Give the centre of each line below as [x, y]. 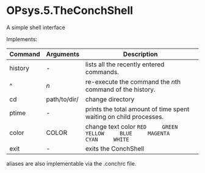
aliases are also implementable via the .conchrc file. [71, 163]
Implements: [22, 39]
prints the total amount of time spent [137, 109]
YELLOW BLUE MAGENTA [128, 133]
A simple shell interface [36, 27]
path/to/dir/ [62, 99]
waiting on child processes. [124, 117]
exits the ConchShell [115, 148]
